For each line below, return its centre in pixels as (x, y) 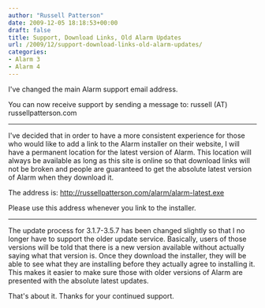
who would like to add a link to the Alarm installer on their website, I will (124, 143)
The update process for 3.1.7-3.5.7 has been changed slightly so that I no (127, 230)
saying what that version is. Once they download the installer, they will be (127, 255)
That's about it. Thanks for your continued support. (91, 295)
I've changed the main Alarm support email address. (93, 89)
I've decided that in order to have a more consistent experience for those (127, 135)
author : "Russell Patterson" (56, 15)
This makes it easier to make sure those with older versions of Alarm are (125, 272)
